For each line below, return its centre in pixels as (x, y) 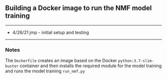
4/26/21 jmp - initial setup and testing (51, 32)
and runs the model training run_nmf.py (45, 71)
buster (12, 66)
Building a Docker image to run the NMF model (79, 8)
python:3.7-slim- (136, 61)
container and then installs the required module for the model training (91, 66)
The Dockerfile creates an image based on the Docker (61, 61)
